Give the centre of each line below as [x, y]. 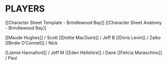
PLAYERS [25, 9]
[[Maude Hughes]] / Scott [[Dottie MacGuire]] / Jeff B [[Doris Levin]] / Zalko [83, 37]
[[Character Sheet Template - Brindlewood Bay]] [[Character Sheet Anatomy [83, 22]
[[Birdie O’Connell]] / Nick [32, 42]
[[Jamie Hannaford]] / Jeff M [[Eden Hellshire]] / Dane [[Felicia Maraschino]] [83, 52]
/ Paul [11, 57]
